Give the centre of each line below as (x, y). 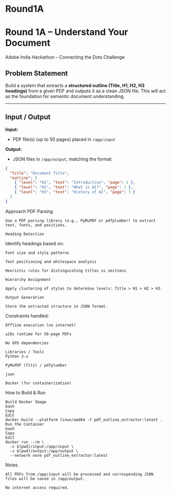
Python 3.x (17, 356)
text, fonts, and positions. (36, 225)
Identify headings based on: (35, 243)
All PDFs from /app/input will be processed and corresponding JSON (79, 474)
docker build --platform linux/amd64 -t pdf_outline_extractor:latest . (84, 420)
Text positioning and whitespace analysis (51, 262)
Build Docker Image (26, 402)
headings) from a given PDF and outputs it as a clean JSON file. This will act (85, 91)
